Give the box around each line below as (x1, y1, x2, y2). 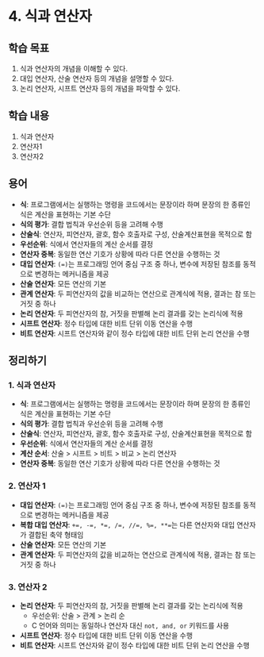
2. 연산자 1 (8, 481, 46, 492)
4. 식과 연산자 (8, 7, 93, 25)
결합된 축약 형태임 (28, 529, 84, 540)
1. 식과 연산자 (8, 379, 56, 390)
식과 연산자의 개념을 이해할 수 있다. (19, 64, 128, 73)
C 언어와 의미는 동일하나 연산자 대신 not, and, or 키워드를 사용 (31, 620, 230, 630)
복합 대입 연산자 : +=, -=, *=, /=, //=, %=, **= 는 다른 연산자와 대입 (19, 520, 235, 529)
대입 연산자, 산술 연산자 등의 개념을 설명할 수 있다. (19, 74, 174, 83)
